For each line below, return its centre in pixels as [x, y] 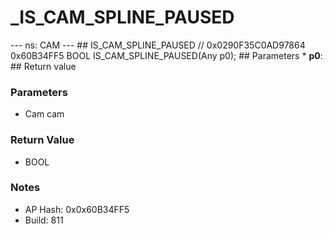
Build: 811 [44, 220]
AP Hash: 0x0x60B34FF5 [77, 209]
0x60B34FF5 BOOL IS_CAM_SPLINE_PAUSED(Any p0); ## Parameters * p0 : [166, 55]
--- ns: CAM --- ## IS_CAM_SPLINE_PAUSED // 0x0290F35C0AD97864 [158, 45]
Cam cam [44, 114]
